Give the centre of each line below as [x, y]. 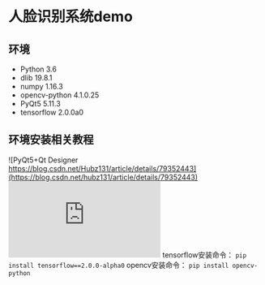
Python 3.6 [38, 69]
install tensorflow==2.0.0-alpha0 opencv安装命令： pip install [119, 265]
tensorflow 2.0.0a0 [51, 112]
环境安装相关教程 [51, 140]
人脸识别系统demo [71, 17]
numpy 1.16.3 [41, 86]
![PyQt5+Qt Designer [43, 160]
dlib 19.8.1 [36, 78]
